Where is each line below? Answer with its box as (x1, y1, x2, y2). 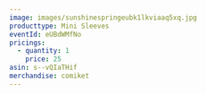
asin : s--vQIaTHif (9, 64, 78, 73)
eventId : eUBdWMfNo (9, 30, 82, 38)
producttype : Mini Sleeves (9, 21, 110, 30)
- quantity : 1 (17, 47, 70, 56)
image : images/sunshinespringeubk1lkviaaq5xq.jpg (9, 13, 198, 22)
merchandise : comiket (9, 72, 90, 81)
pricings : (9, 38, 46, 47)
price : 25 (25, 55, 62, 64)
